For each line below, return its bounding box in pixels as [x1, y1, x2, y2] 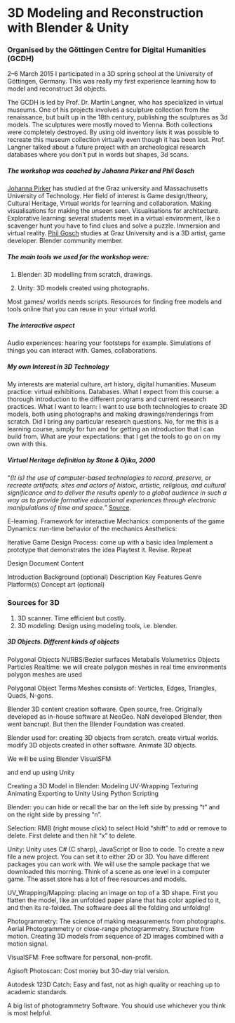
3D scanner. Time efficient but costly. [17, 613, 126, 623]
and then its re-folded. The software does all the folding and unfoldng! [7, 903, 210, 911]
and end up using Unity [7, 768, 75, 776]
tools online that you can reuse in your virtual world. [7, 305, 158, 313]
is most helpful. [7, 1008, 52, 1017]
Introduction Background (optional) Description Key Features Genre [7, 573, 202, 581]
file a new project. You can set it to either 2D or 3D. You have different [7, 852, 209, 861]
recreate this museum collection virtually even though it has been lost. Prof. [7, 136, 226, 144]
